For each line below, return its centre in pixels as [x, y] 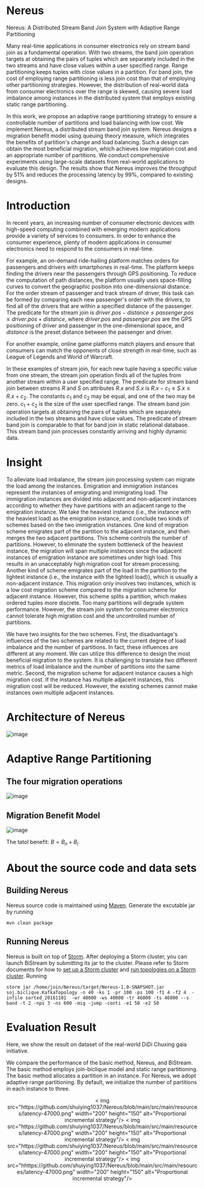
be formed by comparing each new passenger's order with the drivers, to [98, 299]
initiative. [18, 1050]
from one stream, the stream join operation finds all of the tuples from [94, 375]
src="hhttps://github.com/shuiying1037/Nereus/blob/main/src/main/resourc [102, 1165]
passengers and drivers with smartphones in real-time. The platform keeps [100, 267]
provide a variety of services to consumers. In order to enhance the [91, 235]
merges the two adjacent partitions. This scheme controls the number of [97, 538]
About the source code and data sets [101, 868]
